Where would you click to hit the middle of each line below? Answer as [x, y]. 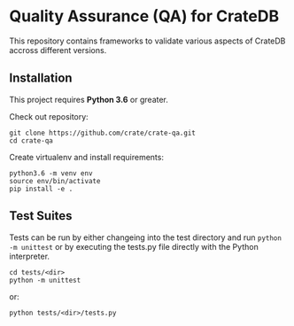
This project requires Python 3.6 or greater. [89, 99]
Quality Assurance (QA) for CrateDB [144, 16]
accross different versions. [58, 50]
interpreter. [30, 256]
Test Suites [41, 216]
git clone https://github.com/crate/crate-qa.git [103, 133]
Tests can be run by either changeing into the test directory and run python [145, 237]
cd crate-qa [31, 140]
